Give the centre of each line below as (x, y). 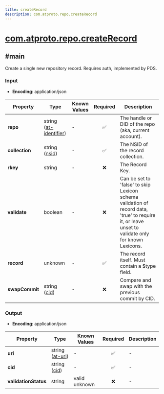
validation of (134, 203)
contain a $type (138, 266)
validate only (134, 233)
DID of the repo (137, 124)
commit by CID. (137, 298)
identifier (54, 133)
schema (129, 197)
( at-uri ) (60, 356)
